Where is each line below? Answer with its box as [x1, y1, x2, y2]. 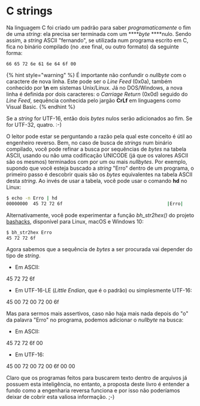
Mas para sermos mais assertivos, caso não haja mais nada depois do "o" [6, 310, 189, 318]
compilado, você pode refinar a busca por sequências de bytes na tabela [6, 145, 187, 152]
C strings [6, 4, 53, 18]
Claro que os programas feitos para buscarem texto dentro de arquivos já [6, 374, 187, 381]
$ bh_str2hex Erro [6, 229, 52, 236]
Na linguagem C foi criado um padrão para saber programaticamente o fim [6, 24, 192, 31]
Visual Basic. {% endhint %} [6, 103, 76, 110]
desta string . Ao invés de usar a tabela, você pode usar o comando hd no [6, 177, 187, 184]
